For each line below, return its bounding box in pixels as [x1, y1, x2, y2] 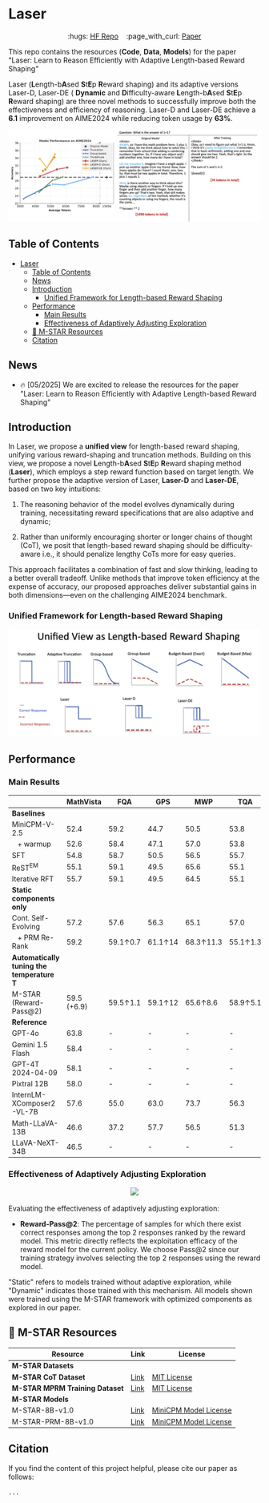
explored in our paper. [8, 1303, 82, 1312]
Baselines [11, 808, 46, 818]
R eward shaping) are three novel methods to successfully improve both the [8, 96, 256, 106]
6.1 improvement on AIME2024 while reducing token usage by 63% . [8, 113, 234, 123]
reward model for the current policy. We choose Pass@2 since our [19, 1244, 239, 1254]
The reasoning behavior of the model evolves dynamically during [19, 500, 235, 510]
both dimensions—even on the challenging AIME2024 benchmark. [8, 590, 227, 600]
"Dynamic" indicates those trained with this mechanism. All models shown [8, 1285, 253, 1295]
